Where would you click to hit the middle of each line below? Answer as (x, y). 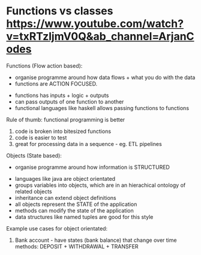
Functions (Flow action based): (44, 66)
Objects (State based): (34, 155)
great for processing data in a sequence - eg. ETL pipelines (88, 144)
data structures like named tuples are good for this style (84, 217)
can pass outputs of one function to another (69, 101)
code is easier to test (41, 137)
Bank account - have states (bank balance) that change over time (96, 240)
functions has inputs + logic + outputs (62, 95)
